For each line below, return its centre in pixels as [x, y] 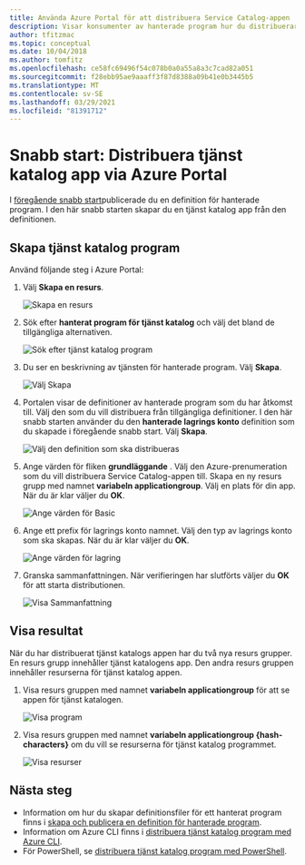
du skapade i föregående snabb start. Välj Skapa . [115, 431]
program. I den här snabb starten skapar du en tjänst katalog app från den [148, 210]
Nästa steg [41, 791]
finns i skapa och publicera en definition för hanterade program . [142, 821]
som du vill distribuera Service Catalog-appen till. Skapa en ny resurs [152, 476]
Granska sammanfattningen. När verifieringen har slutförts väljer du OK [156, 575]
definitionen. [33, 220]
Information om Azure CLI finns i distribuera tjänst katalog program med [157, 831]
